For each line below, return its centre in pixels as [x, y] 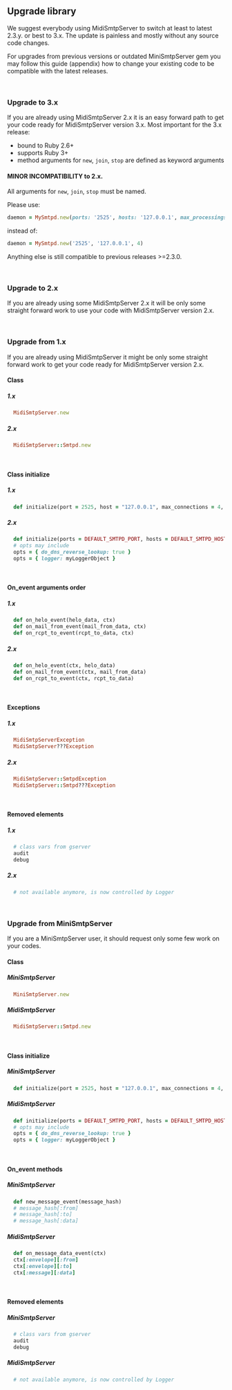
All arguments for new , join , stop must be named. [77, 191]
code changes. [28, 43]
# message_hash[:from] [46, 1208]
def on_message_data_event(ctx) [60, 1254]
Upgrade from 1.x [37, 342]
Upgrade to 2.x [33, 288]
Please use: [23, 205]
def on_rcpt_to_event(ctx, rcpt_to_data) [74, 678]
